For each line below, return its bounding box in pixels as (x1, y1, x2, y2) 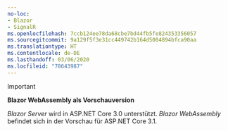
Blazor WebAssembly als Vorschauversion (7, 96, 135, 104)
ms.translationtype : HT (7, 43, 77, 50)
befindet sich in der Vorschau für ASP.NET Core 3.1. (7, 117, 158, 125)
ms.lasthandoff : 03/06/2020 (7, 56, 90, 63)
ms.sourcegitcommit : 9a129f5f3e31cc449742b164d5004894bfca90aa (7, 37, 197, 44)
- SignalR (7, 23, 37, 30)
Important (7, 82, 36, 90)
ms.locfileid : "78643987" (7, 63, 83, 70)
